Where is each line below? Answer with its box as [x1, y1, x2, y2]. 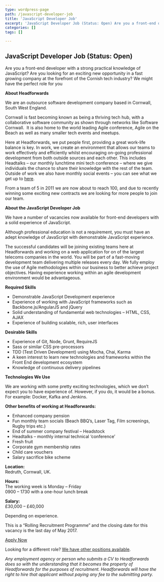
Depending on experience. [5, 513, 59, 519]
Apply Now [5, 537, 28, 542]
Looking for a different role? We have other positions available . [5, 546, 131, 552]
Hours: [5, 478, 20, 484]
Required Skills [5, 284, 37, 290]
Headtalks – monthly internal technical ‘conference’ [12, 433, 116, 439]
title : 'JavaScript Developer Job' [5, 16, 78, 21]
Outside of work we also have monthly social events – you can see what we [5, 170, 157, 176]
